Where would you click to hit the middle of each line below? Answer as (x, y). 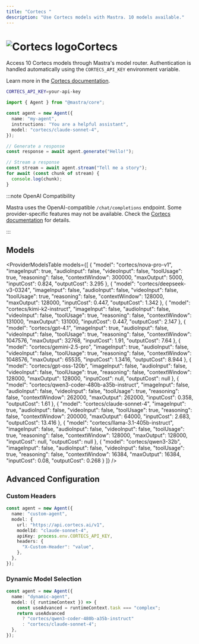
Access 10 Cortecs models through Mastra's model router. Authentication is (99, 63)
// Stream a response (33, 162)
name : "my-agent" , (34, 119)
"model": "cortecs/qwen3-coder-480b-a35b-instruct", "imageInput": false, (98, 385)
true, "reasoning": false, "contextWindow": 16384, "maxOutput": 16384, (94, 454)
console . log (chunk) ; (37, 179)
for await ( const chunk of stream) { (53, 174)
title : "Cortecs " (29, 12)
